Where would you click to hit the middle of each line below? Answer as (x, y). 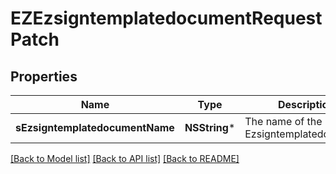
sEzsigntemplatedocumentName (95, 127)
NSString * (210, 127)
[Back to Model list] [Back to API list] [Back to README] (125, 158)
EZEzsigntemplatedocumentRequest (166, 18)
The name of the (283, 121)
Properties (44, 76)
